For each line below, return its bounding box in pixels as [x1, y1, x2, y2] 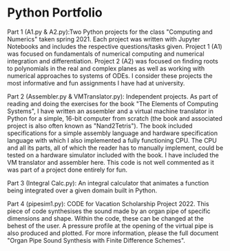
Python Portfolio [7, 5, 103, 21]
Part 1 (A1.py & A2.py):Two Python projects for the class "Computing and [7, 28, 213, 36]
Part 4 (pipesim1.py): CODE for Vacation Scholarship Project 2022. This [7, 199, 209, 208]
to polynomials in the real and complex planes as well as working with [7, 64, 205, 72]
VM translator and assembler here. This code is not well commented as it [7, 158, 215, 166]
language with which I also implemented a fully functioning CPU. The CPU [7, 136, 217, 144]
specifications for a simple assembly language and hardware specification [7, 129, 218, 137]
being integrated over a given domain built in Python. [7, 186, 158, 194]
